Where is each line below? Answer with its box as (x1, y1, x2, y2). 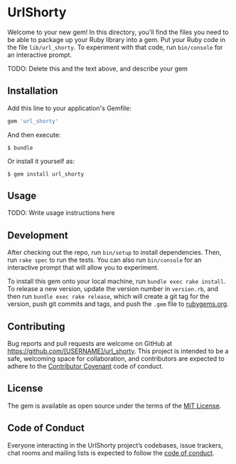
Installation (7, 85, 58, 97)
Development (7, 229, 69, 241)
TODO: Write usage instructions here (7, 209, 115, 217)
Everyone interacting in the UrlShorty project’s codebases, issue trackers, (7, 441, 223, 449)
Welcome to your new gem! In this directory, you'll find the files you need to (7, 28, 229, 36)
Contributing (7, 320, 65, 332)
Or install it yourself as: (7, 157, 75, 165)
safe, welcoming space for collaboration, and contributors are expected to (7, 354, 225, 363)
